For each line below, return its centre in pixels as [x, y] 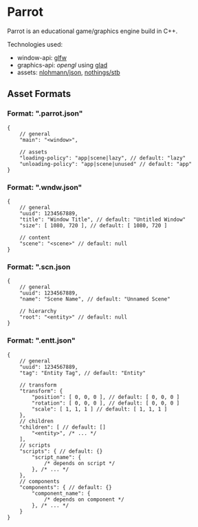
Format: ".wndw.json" [45, 187]
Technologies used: [35, 44]
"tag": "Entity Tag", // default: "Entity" [83, 373]
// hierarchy [38, 311]
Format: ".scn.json [39, 267]
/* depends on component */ [84, 499]
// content [35, 237]
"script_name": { [56, 457]
